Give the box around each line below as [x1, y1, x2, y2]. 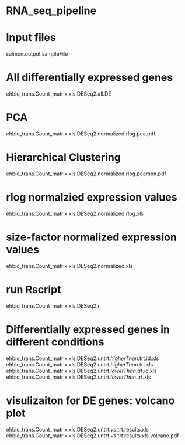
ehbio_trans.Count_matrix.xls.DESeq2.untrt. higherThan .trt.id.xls [6, 355, 159, 362]
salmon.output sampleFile [6, 50, 68, 57]
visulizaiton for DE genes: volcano [6, 394, 175, 407]
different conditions [6, 335, 104, 348]
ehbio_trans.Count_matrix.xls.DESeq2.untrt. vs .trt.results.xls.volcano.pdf [6, 432, 179, 439]
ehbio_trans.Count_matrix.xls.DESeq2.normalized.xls [6, 262, 133, 269]
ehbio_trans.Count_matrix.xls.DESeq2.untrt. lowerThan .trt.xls [6, 373, 151, 381]
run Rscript [6, 283, 61, 296]
